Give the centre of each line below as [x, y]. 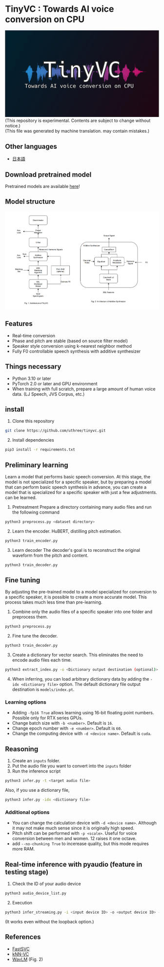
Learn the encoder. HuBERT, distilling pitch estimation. [67, 531]
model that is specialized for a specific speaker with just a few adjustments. [81, 493]
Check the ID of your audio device [47, 884]
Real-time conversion [33, 335]
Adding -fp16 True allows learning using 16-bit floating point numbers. [83, 713]
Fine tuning [23, 580]
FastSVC [21, 949]
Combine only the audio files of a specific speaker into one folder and [82, 612]
